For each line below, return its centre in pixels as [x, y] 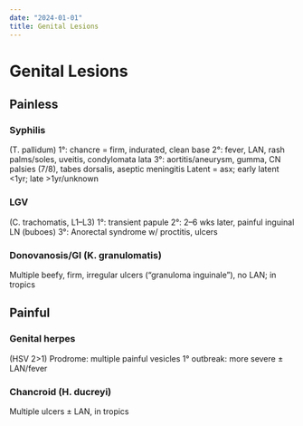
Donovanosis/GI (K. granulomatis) [86, 255]
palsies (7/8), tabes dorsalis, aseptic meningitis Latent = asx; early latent [144, 169]
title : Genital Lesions [54, 26]
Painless [34, 105]
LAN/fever [28, 368]
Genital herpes [43, 339]
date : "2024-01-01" [46, 18]
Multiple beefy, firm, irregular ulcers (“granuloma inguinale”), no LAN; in [143, 275]
